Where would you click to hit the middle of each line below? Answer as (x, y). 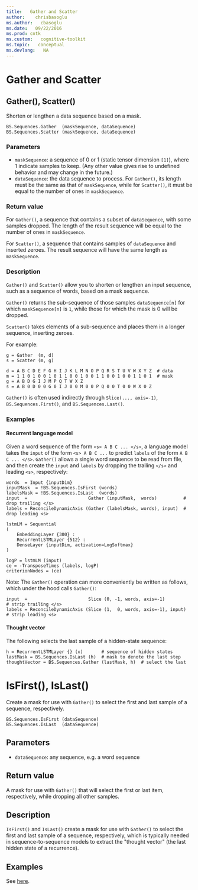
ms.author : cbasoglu (34, 23)
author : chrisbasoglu (37, 17)
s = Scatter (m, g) (30, 360)
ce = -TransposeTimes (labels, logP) (53, 566)
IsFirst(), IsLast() (48, 686)
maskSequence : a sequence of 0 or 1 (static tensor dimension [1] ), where (102, 160)
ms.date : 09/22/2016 (34, 28)
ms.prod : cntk (24, 34)
